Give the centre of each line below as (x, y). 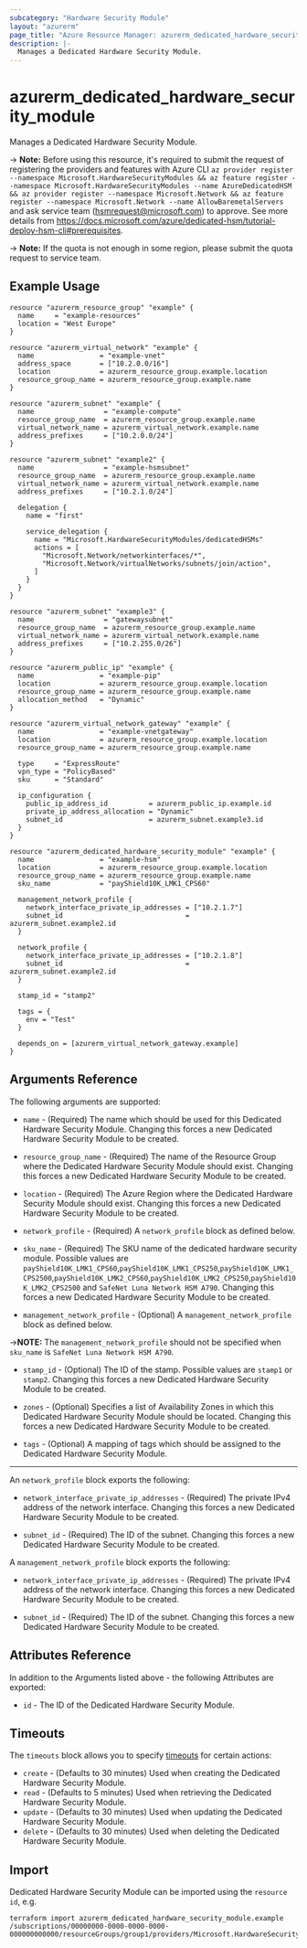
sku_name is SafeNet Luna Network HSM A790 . (92, 1352)
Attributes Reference (70, 1655)
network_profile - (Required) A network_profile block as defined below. (159, 1230)
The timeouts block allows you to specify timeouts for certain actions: (141, 1755)
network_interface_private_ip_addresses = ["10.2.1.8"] (135, 955)
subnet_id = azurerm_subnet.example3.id (144, 819)
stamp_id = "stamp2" (57, 995)
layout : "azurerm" (44, 27)
